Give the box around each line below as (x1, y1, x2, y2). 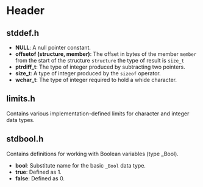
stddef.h (6, 28, 40, 38)
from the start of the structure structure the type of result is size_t (15, 57, 185, 64)
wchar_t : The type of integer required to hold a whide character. (15, 76, 177, 83)
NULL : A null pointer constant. (15, 44, 91, 51)
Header (6, 4, 45, 18)
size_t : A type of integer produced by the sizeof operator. (15, 70, 162, 76)
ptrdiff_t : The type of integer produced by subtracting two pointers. (15, 63, 186, 70)
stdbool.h (6, 134, 44, 144)
